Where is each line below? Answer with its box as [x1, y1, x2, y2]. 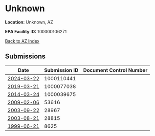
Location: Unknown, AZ [5, 19, 53, 25]
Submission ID [44, 67, 79, 73]
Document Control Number [83, 67, 148, 73]
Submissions [5, 52, 45, 61]
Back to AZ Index [5, 38, 40, 44]
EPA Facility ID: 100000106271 [5, 28, 67, 34]
